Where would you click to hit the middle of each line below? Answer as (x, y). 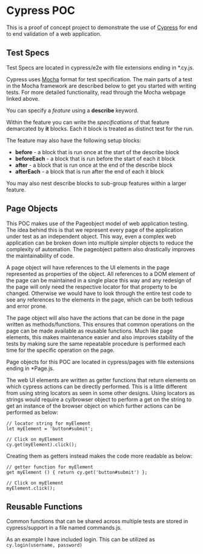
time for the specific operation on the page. (61, 350)
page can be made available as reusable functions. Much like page (90, 331)
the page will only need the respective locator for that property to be (92, 286)
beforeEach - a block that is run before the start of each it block (95, 158)
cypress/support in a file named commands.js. (64, 528)
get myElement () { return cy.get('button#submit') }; (77, 472)
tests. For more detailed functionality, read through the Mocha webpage (96, 92)
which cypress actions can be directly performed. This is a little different (97, 387)
